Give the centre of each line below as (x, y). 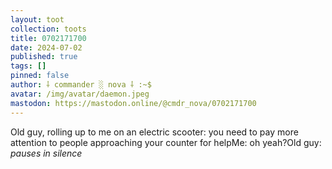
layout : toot (37, 19)
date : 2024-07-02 (46, 47)
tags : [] (28, 66)
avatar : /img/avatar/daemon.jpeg (80, 94)
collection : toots (48, 29)
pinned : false (40, 76)
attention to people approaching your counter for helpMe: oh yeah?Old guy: (166, 142)
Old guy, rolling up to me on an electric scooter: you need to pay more (154, 132)
